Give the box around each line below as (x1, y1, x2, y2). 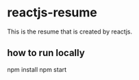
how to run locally (7, 47, 86, 59)
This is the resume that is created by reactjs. (7, 27, 133, 36)
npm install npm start (7, 65, 67, 73)
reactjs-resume (7, 5, 97, 21)
